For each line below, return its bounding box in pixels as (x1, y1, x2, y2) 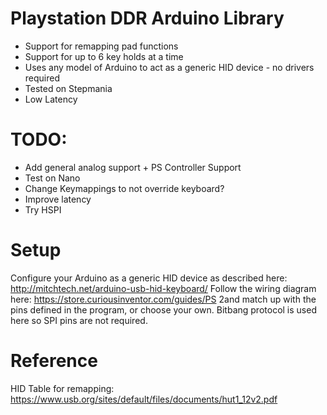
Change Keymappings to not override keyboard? (24, 182, 225, 194)
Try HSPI (24, 203, 62, 216)
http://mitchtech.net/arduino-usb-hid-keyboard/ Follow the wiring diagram (10, 282, 317, 294)
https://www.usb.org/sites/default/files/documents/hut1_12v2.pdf (10, 393, 278, 405)
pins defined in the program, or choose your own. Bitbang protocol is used (10, 303, 317, 316)
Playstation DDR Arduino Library (10, 7, 285, 30)
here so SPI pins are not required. (10, 314, 148, 326)
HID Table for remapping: (10, 382, 115, 394)
